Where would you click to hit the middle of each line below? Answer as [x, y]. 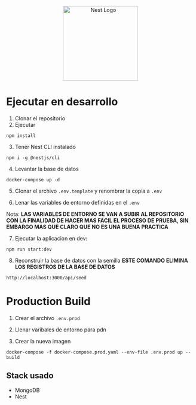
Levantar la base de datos [47, 169]
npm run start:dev [29, 249]
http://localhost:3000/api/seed [46, 278]
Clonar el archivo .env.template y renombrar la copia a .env [88, 191]
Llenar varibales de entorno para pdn [60, 330]
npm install [21, 135]
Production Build [48, 302]
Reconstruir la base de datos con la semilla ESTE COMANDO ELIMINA [101, 260]
